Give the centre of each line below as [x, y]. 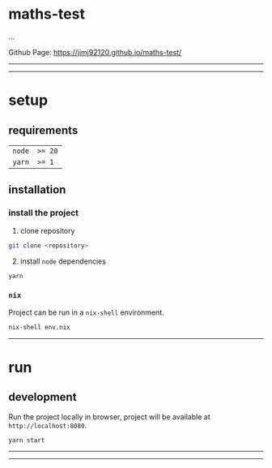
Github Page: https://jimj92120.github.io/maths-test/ [95, 52]
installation [37, 190]
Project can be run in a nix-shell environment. [86, 312]
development [42, 397]
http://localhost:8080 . [48, 425]
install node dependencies [63, 261]
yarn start [27, 440]
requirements [43, 130]
